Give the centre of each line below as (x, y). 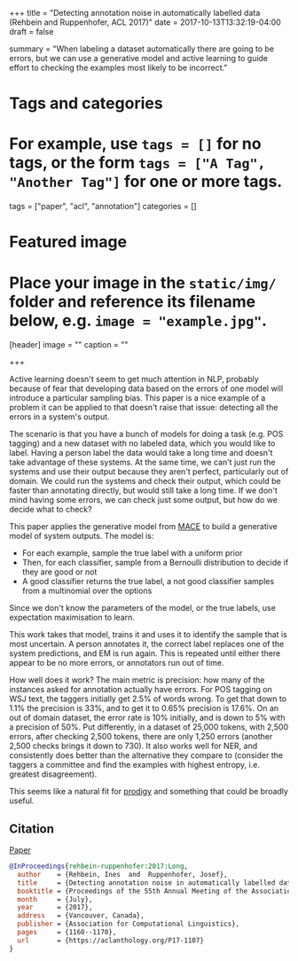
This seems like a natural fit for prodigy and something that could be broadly (149, 792)
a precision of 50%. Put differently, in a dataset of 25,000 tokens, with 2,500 (149, 727)
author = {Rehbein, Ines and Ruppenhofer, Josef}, (122, 874)
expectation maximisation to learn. (72, 617)
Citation (32, 828)
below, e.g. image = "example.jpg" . (138, 320)
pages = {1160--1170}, (67, 933)
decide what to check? (51, 510)
